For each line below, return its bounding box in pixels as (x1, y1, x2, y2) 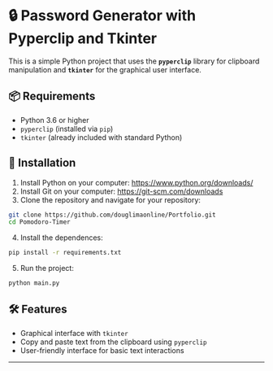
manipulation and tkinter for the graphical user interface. (8, 64, 201, 74)
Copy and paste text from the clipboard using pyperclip (19, 337, 207, 347)
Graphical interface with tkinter (19, 328, 128, 338)
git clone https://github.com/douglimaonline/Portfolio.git (8, 211, 217, 219)
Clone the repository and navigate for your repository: (19, 194, 201, 204)
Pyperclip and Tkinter (8, 29, 157, 48)
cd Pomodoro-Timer (8, 218, 71, 226)
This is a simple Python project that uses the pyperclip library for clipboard (8, 56, 260, 66)
